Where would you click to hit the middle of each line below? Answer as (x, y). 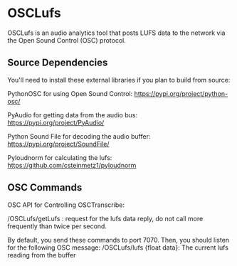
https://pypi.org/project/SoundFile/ (58, 144)
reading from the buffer (42, 255)
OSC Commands (45, 187)
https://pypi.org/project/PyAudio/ (56, 122)
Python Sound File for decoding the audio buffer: (79, 136)
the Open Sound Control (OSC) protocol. (67, 40)
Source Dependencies (58, 63)
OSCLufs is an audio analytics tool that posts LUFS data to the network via (116, 33)
